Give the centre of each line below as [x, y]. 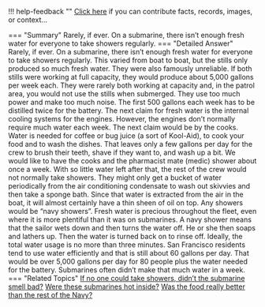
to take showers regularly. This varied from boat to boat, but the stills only [128, 60]
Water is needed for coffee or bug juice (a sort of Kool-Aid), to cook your [126, 136]
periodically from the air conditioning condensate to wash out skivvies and [129, 186]
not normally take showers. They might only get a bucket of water [115, 178]
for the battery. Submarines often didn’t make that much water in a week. [127, 270]
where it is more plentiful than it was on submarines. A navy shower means [130, 219]
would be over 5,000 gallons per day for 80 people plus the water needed [128, 261]
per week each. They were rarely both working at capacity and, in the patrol [131, 85]
